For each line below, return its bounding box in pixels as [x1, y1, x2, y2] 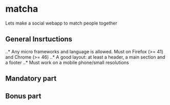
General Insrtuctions [5, 35, 73, 44]
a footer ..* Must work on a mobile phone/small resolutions [5, 59, 129, 66]
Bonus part [5, 92, 41, 100]
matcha [5, 3, 38, 15]
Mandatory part [5, 74, 57, 83]
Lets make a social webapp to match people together [5, 20, 118, 26]
